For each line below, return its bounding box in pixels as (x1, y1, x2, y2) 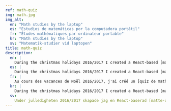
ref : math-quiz (5, 7, 38, 13)
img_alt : (5, 17, 24, 22)
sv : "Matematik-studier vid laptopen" (10, 41, 93, 46)
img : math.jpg (5, 12, 36, 17)
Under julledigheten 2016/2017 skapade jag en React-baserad (14, 98, 147, 103)
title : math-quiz (5, 46, 42, 51)
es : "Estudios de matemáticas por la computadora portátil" (10, 27, 140, 32)
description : (5, 50, 33, 55)
